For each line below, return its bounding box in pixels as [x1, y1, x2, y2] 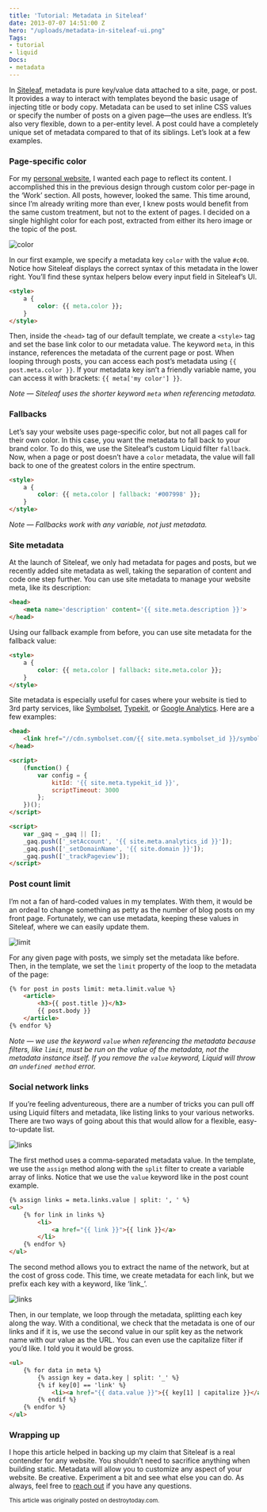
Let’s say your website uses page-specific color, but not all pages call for [9, 427, 248, 436]
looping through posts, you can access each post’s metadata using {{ [9, 357, 237, 366]
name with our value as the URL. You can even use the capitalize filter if [9, 1336, 244, 1345]
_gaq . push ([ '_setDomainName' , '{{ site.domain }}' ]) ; [23, 845, 204, 853]
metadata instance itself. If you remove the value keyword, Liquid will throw [9, 1053, 256, 1062]
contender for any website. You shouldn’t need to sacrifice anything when [9, 1456, 250, 1466]
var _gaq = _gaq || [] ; [23, 829, 102, 838]
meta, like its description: [9, 583, 91, 593]
